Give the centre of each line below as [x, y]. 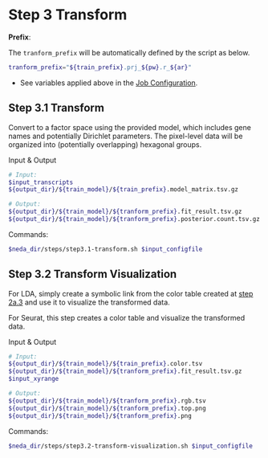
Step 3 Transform [68, 15]
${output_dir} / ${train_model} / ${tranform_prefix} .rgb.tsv [107, 401]
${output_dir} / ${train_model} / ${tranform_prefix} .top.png [107, 408]
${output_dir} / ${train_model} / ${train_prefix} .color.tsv [106, 364]
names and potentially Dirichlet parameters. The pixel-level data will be [126, 136]
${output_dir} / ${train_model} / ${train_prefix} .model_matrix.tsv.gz [124, 190]
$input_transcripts [41, 182]
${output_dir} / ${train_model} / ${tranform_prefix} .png [100, 415]
